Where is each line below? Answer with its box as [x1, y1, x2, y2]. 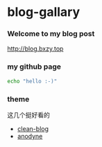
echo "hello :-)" [7, 78, 58, 85]
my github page [7, 62, 61, 71]
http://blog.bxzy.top [7, 44, 64, 53]
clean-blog [17, 124, 49, 132]
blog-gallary [7, 4, 80, 20]
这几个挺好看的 [7, 110, 50, 119]
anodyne [17, 132, 43, 140]
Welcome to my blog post [7, 29, 95, 39]
